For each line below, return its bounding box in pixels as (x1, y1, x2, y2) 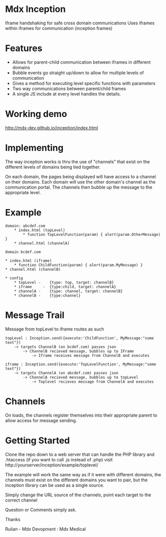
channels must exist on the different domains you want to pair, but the (5, 477, 148, 483)
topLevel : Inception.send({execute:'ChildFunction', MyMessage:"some (5, 335, 154, 340)
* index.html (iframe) (5, 258, 52, 263)
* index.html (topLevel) (14, 227, 65, 232)
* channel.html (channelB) (5, 267, 61, 272)
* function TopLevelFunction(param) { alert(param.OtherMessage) (23, 232, 161, 237)
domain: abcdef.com (5, 223, 46, 228)
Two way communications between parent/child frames (12, 86, 126, 92)
